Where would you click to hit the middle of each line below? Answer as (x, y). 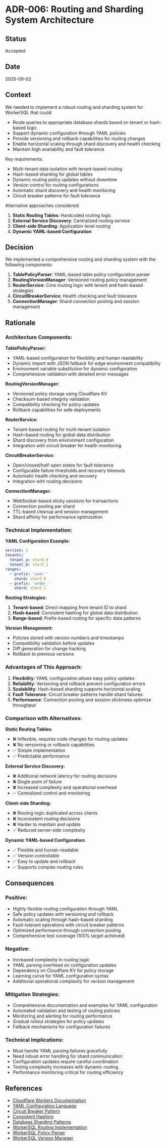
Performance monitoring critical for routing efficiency (68, 1072)
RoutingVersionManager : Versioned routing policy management (80, 280)
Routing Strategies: (26, 598)
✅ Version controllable (36, 856)
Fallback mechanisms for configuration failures (61, 1027)
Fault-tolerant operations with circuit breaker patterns (68, 925)
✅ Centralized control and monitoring (51, 793)
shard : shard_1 (30, 588)
